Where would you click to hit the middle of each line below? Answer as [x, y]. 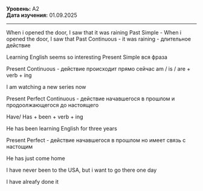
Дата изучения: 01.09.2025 [42, 15]
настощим [20, 147]
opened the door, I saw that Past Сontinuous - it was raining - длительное [99, 39]
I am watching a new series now [46, 87]
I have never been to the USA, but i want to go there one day [82, 170]
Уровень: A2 [23, 9]
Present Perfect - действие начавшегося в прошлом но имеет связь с [96, 140]
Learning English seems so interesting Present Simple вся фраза [87, 57]
